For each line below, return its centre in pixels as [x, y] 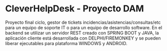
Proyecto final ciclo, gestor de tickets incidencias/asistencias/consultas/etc [83, 22]
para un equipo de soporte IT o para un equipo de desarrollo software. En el [84, 27]
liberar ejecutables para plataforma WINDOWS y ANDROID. [66, 43]
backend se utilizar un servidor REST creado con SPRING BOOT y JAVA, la [82, 33]
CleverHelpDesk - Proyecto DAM [75, 9]
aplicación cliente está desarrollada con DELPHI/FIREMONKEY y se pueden [83, 38]
